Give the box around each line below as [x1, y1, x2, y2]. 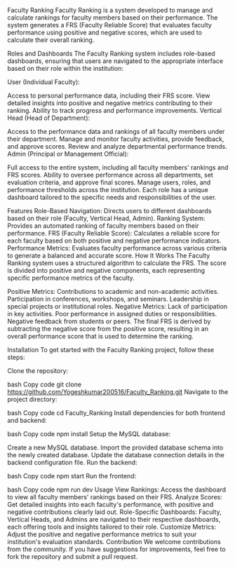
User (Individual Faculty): [7, 78, 81, 86]
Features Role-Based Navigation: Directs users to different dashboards [7, 207, 212, 215]
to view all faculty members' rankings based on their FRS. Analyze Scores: [7, 493, 222, 501]
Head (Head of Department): [7, 114, 90, 122]
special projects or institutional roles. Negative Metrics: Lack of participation [7, 302, 228, 311]
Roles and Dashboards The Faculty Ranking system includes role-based [7, 49, 215, 58]
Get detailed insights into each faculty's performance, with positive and [7, 501, 214, 508]
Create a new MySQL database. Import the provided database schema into [7, 443, 224, 452]
